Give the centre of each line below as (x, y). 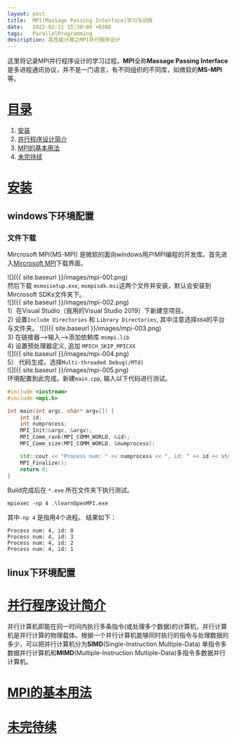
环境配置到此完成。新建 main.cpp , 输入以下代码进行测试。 (90, 378)
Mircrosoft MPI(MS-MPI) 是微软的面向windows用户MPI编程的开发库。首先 (114, 254)
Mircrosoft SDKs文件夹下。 (46, 294)
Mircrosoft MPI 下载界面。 (50, 263)
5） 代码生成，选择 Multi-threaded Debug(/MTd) (76, 362)
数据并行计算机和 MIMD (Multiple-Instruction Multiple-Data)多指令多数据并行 (117, 652)
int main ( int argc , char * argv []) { (61, 411)
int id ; (31, 417)
